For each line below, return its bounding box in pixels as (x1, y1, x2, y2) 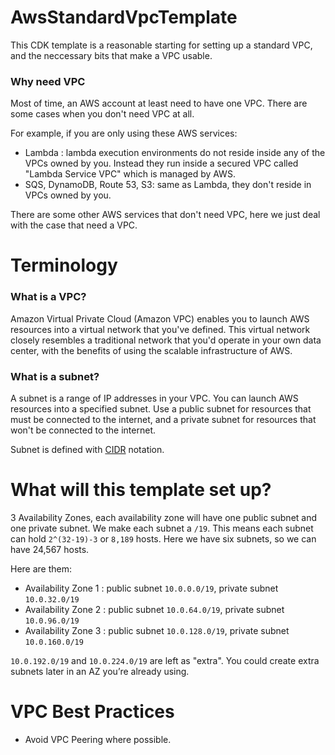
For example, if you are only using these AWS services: (10, 127, 238, 140)
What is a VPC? (10, 290, 87, 304)
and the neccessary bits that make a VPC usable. (10, 49, 213, 61)
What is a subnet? (10, 369, 100, 383)
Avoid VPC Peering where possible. (24, 733, 172, 745)
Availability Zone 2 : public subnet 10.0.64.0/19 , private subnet (24, 603, 285, 615)
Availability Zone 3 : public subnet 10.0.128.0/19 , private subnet (24, 624, 290, 636)
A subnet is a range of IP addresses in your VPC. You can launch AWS (10, 392, 299, 405)
